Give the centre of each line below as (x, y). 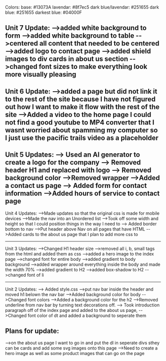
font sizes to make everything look (93, 67)
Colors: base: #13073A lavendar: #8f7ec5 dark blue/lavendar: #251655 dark (82, 7)
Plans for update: (32, 331)
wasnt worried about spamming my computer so (82, 130)
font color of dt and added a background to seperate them (87, 315)
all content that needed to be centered (99, 43)
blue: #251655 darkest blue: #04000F (44, 12)
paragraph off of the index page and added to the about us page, (71, 310)
